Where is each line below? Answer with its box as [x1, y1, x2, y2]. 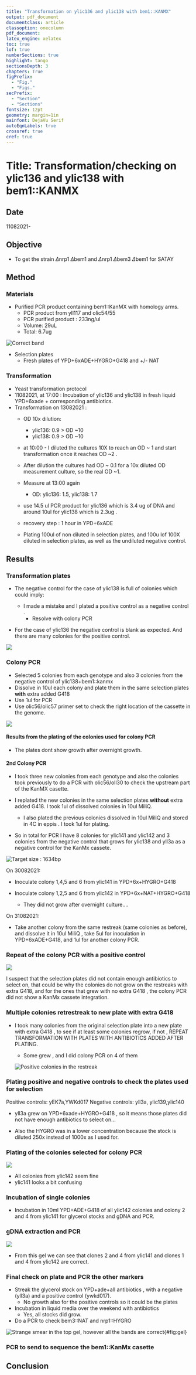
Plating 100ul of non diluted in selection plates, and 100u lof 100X [23, 531, 180, 538]
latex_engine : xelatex [6, 36, 61, 42]
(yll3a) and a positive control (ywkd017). [14, 1292, 111, 1299]
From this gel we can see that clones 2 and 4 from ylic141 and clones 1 [14, 1252, 184, 1259]
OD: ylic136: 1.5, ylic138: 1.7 [32, 491, 98, 498]
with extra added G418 [14, 690, 70, 697]
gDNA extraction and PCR [6, 1227, 81, 1236]
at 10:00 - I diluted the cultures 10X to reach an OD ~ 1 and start [23, 444, 177, 451]
